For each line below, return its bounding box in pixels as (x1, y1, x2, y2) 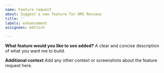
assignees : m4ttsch (5, 25, 45, 30)
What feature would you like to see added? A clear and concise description (5, 43, 160, 49)
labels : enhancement (5, 20, 48, 26)
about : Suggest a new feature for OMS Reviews (5, 12, 102, 17)
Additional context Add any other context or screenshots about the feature (5, 57, 158, 63)
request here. (5, 63, 32, 69)
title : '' (5, 16, 26, 21)
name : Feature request (5, 7, 52, 12)
